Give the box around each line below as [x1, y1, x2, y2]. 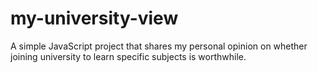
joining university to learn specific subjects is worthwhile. [10, 50, 247, 62]
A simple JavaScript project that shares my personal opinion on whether [10, 40, 308, 52]
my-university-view [10, 7, 179, 30]
